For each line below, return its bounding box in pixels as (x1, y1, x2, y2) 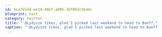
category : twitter (5, 16, 42, 21)
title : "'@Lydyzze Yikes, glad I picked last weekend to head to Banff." (5, 20, 158, 25)
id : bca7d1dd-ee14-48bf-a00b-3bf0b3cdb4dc (5, 7, 92, 12)
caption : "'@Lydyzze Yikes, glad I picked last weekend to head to (5, 25, 145, 30)
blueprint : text (5, 12, 38, 16)
